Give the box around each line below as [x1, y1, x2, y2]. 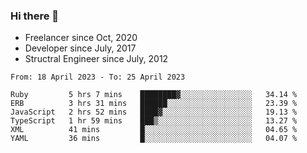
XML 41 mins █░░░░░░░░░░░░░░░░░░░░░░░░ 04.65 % [10, 125, 298, 135]
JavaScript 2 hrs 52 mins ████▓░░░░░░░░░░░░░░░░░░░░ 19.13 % [10, 107, 298, 118]
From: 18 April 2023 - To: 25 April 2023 [10, 72, 186, 83]
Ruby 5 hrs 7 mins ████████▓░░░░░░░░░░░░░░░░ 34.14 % [10, 90, 298, 100]
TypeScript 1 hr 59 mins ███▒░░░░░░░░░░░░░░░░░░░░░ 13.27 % [10, 116, 298, 126]
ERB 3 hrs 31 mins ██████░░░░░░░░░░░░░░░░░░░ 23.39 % [10, 99, 298, 109]
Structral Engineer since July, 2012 [24, 53, 169, 65]
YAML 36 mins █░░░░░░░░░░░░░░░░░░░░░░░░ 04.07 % [10, 134, 298, 144]
